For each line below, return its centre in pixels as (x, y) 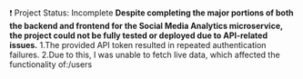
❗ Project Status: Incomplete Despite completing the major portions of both (151, 13)
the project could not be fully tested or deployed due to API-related (139, 35)
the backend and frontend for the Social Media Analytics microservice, (146, 26)
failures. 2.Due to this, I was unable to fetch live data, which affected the (145, 54)
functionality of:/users (51, 64)
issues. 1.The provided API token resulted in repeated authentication (138, 45)
